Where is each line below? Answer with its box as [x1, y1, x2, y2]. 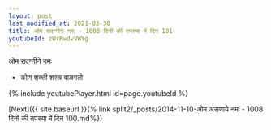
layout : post [8, 11, 53, 20]
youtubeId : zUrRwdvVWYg [8, 34, 89, 43]
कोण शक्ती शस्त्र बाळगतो [19, 73, 84, 82]
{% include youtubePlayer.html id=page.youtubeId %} [8, 89, 189, 99]
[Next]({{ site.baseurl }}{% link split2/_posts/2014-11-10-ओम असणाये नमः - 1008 [8, 104, 264, 114]
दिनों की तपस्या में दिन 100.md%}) [8, 114, 103, 124]
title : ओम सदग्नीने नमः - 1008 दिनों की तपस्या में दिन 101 [8, 27, 173, 35]
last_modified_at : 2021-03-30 [8, 19, 111, 27]
